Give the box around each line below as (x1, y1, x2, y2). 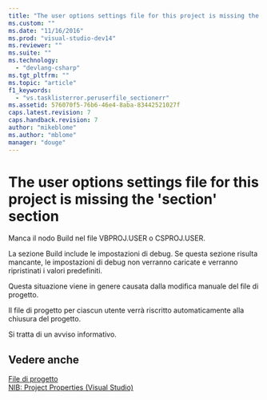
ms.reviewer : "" (8, 42, 62, 50)
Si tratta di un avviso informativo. (8, 329, 118, 339)
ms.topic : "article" (8, 79, 78, 87)
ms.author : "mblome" (8, 131, 78, 139)
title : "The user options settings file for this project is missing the (8, 11, 260, 20)
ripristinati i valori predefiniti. (8, 266, 102, 276)
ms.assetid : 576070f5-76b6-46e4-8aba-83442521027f (8, 101, 181, 109)
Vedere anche (8, 353, 80, 366)
